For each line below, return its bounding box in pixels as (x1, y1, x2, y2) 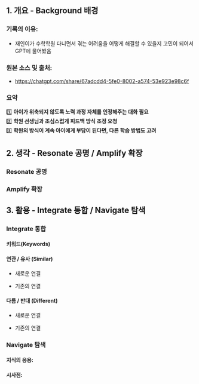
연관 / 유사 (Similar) (6, 256, 53, 263)
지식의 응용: (6, 357, 34, 364)
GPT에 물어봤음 (14, 47, 52, 54)
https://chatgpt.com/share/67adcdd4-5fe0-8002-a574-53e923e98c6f (14, 77, 189, 85)
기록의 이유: (6, 25, 38, 33)
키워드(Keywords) (6, 241, 51, 248)
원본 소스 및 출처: (6, 63, 53, 72)
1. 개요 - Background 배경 (6, 5, 99, 16)
